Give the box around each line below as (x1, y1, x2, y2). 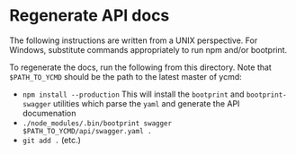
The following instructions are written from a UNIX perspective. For (9, 35, 258, 46)
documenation (22, 107, 76, 118)
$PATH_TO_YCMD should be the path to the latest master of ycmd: (9, 71, 243, 81)
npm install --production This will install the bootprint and (22, 89, 245, 99)
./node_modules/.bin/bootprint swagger (22, 118, 173, 128)
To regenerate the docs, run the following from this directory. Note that (9, 62, 272, 73)
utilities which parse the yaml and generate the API (52, 98, 240, 108)
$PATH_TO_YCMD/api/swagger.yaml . (22, 126, 152, 135)
